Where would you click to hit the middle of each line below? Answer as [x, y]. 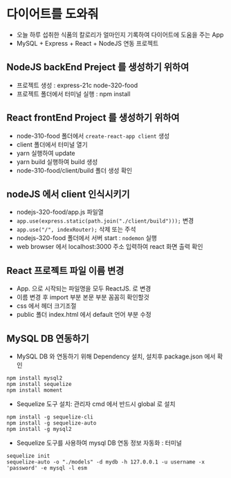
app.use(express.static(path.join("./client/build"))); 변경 [105, 221]
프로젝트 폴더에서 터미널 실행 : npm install [73, 93]
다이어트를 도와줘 [53, 14]
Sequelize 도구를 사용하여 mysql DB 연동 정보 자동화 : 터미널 [99, 443]
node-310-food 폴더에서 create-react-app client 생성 [93, 136]
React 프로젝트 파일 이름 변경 [65, 270]
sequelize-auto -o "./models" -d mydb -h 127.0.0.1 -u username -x [106, 462]
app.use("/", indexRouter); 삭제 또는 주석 [76, 230]
